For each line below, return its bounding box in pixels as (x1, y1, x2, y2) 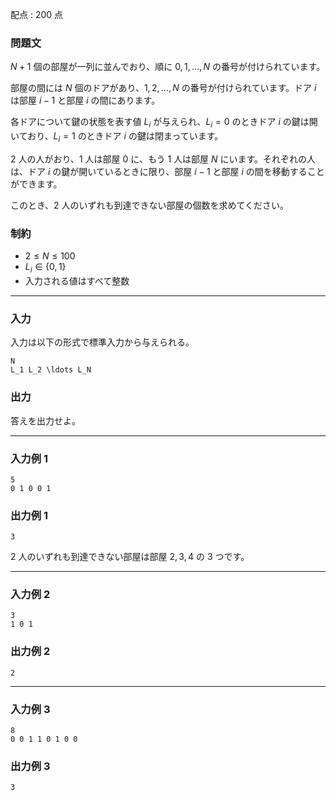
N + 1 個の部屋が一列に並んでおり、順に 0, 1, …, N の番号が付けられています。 (10, 61, 326, 73)
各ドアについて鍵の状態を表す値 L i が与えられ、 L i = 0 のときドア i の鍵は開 (10, 116, 318, 130)
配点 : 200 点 (10, 9, 64, 20)
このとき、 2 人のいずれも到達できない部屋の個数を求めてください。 (10, 199, 290, 211)
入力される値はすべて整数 (24, 274, 130, 287)
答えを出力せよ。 (10, 414, 81, 427)
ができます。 (10, 178, 63, 190)
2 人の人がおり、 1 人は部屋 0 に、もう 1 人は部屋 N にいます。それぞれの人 (10, 153, 317, 165)
